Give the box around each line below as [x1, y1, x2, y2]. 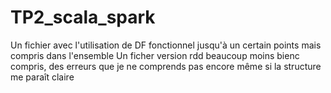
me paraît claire [10, 71, 75, 83]
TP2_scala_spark [10, 6, 156, 29]
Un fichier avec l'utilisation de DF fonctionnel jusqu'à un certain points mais [10, 39, 322, 51]
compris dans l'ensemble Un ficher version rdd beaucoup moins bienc [10, 49, 300, 61]
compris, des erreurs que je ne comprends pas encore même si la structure [10, 60, 322, 72]
